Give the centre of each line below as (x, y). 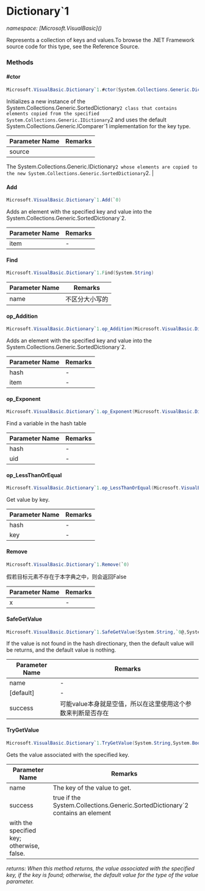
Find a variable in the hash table (46, 424)
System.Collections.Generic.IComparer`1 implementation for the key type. (99, 126)
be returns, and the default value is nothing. (61, 650)
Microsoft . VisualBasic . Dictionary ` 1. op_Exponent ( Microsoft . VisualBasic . (101, 412)
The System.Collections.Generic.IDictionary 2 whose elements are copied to (102, 167)
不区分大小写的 (87, 299)
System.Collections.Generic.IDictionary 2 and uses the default (86, 120)
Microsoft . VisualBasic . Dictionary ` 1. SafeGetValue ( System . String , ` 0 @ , (97, 632)
